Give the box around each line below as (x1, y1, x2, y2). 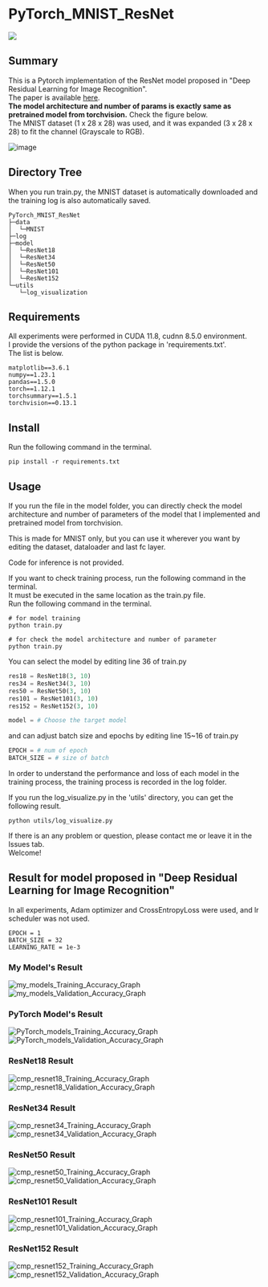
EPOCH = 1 (8, 929, 42, 937)
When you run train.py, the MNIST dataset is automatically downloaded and (8, 186, 258, 197)
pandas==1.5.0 (8, 378, 56, 386)
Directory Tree (8, 165, 83, 179)
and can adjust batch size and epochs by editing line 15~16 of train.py (8, 731, 239, 741)
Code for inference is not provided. (8, 558, 124, 567)
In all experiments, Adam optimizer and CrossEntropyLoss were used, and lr (8, 905, 259, 914)
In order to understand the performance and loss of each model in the (8, 769, 240, 778)
